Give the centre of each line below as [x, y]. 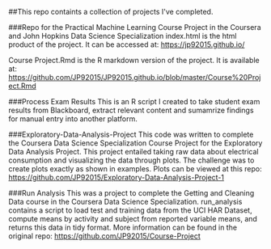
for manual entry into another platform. [73, 119]
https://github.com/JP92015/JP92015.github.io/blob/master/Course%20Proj [135, 77]
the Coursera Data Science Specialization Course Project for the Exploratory [135, 143]
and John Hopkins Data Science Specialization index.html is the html [123, 36]
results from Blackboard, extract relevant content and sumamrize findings [131, 110]
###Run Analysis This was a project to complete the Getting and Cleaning [131, 193]
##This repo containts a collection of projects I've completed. [111, 12]
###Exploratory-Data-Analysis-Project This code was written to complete [131, 134]
